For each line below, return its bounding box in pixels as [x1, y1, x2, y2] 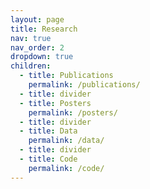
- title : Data [19, 126, 78, 136]
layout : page [10, 14, 65, 25]
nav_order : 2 [10, 42, 65, 53]
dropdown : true [10, 52, 74, 62]
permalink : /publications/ [28, 80, 141, 90]
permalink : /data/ [28, 136, 105, 146]
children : [10, 61, 52, 71]
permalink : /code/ [28, 163, 105, 173]
